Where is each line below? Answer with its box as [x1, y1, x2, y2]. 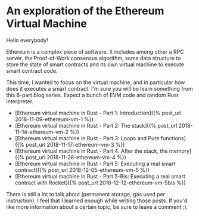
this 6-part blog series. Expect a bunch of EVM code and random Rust [6, 91, 179, 98]
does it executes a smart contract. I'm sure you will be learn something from [6, 85, 193, 92]
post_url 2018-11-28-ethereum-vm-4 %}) [26, 153, 126, 161]
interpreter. [6, 97, 34, 105]
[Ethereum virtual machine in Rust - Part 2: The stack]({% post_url [14, 122, 178, 129]
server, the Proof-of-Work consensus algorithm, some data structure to [6, 54, 181, 61]
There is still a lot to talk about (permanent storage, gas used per [6, 190, 166, 198]
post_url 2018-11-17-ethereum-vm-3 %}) [26, 141, 125, 148]
